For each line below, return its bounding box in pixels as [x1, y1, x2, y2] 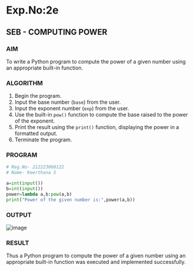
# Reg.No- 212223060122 [6, 164, 65, 170]
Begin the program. [14, 92, 62, 100]
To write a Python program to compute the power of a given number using [6, 58, 186, 65]
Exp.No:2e [6, 4, 59, 17]
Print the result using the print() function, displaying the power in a [14, 124, 179, 131]
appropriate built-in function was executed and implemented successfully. [6, 259, 186, 266]
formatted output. [14, 130, 58, 137]
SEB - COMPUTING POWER [6, 27, 108, 37]
